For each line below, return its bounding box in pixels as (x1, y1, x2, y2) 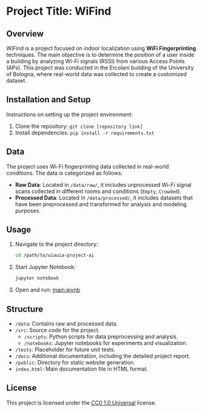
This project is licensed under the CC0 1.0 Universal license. (6, 399, 157, 406)
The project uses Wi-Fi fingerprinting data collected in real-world (6, 162, 169, 170)
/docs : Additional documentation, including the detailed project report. (15, 352, 190, 360)
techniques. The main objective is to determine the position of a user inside (6, 51, 195, 58)
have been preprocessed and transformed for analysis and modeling (15, 200, 187, 208)
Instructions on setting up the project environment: (6, 111, 133, 118)
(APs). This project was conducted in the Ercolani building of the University (6, 64, 194, 71)
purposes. (15, 207, 41, 214)
